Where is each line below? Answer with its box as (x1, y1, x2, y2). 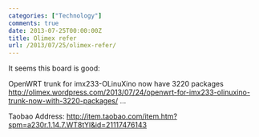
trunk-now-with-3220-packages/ (8, 96, 119, 106)
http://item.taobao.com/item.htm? (66, 111, 178, 121)
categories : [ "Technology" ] (8, 11, 103, 20)
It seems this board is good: (8, 63, 100, 73)
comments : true (8, 19, 59, 27)
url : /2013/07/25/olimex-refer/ (8, 42, 116, 50)
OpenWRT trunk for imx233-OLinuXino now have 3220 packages (8, 79, 225, 89)
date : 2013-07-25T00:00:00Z (8, 26, 103, 34)
